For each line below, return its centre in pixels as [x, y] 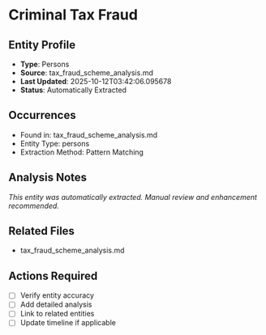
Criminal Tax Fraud [73, 15]
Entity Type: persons [55, 143]
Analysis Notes [48, 178]
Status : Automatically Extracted [73, 90]
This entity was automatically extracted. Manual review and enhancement [133, 197]
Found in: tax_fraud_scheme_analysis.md [89, 134]
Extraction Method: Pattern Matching [82, 152]
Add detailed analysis [56, 304]
